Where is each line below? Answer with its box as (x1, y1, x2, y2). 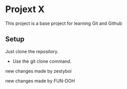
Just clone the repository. (5, 48, 59, 54)
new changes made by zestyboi (5, 68, 72, 74)
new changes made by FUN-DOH (5, 77, 75, 84)
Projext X (5, 4, 45, 15)
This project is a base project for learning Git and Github (5, 20, 122, 26)
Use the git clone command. (12, 58, 72, 64)
